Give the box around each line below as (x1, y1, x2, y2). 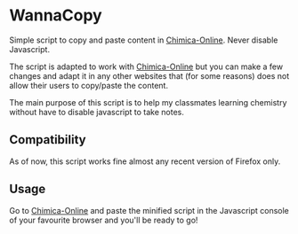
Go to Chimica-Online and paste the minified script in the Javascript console (9, 205, 289, 215)
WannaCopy (9, 5, 102, 26)
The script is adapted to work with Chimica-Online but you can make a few (9, 61, 283, 72)
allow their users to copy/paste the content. (9, 80, 169, 90)
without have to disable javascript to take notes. (9, 106, 185, 117)
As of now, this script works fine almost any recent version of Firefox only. (9, 156, 281, 167)
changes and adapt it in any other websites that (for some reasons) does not (9, 70, 290, 81)
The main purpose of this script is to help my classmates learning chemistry (9, 97, 287, 107)
